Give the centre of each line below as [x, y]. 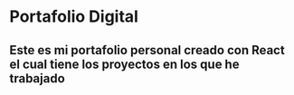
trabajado [37, 78]
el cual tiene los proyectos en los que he [124, 64]
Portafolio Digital [74, 17]
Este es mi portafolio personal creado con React [147, 50]
